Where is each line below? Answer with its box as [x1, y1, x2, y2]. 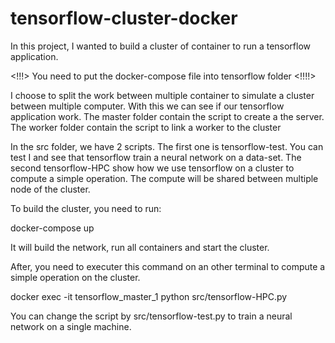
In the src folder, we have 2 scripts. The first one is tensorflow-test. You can [10, 140, 324, 152]
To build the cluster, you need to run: [10, 202, 162, 214]
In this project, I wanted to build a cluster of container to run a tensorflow [10, 40, 312, 52]
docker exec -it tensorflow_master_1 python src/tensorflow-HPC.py [10, 290, 288, 302]
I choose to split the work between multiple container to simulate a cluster [10, 89, 315, 101]
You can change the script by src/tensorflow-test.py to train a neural [10, 310, 293, 322]
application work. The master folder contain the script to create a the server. [10, 110, 325, 122]
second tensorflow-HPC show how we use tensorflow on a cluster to [10, 162, 295, 174]
